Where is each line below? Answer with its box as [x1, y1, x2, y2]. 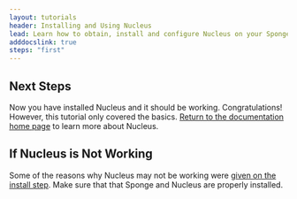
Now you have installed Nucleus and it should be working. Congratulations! [9, 102, 283, 112]
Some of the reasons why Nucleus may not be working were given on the [9, 170, 277, 180]
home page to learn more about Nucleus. [9, 120, 159, 131]
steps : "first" [9, 46, 65, 55]
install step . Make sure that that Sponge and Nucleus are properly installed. [9, 179, 284, 190]
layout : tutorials [9, 12, 77, 22]
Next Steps [9, 79, 72, 94]
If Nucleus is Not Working [9, 147, 153, 162]
